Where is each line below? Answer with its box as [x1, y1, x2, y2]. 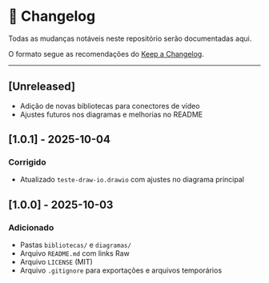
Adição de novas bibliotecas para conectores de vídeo [19, 101, 200, 110]
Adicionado [8, 221, 54, 233]
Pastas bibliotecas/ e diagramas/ [19, 240, 132, 250]
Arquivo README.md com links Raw [19, 249, 130, 258]
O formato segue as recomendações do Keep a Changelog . [8, 49, 204, 58]
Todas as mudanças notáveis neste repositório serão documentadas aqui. [8, 34, 252, 43]
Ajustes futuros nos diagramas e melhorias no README [19, 110, 203, 119]
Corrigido [8, 157, 46, 168]
